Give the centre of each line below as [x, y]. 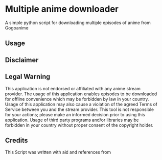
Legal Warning [28, 77]
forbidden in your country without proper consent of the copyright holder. [79, 125]
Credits [17, 140]
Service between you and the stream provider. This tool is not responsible [80, 109]
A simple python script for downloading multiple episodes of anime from [78, 23]
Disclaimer [22, 60]
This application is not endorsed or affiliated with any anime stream [73, 88]
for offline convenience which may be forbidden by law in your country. [77, 99]
